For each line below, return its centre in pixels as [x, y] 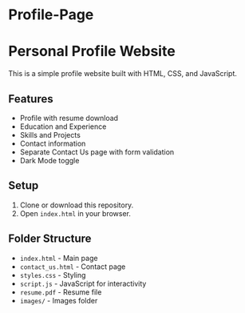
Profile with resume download [69, 118]
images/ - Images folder [59, 300]
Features [31, 99]
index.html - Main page [59, 258]
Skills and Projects [50, 134]
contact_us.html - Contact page [73, 267]
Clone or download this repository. [77, 205]
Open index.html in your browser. [75, 213]
